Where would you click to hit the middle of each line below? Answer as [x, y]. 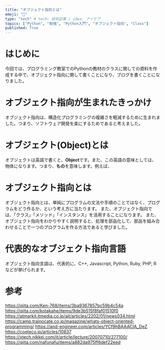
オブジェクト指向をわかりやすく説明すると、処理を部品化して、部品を [76, 221]
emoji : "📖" [16, 14]
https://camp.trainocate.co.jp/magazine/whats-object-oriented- [70, 321]
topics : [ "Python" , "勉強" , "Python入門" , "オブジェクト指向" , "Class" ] [77, 23]
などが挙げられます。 [27, 270]
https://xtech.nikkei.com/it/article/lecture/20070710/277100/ [66, 337]
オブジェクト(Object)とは [57, 145]
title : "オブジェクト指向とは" [33, 10]
